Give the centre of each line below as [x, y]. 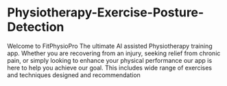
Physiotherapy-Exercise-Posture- [106, 13]
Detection [36, 27]
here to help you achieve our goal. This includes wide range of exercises [110, 68]
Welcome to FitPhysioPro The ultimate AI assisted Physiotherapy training [110, 46]
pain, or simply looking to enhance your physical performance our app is [110, 60]
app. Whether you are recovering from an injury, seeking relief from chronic [114, 53]
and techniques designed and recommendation [74, 75]
